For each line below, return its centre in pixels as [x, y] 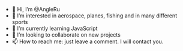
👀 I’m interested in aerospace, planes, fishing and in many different [94, 16]
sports [20, 22]
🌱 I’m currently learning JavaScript [55, 28]
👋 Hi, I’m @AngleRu [36, 9]
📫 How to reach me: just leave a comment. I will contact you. [88, 41]
